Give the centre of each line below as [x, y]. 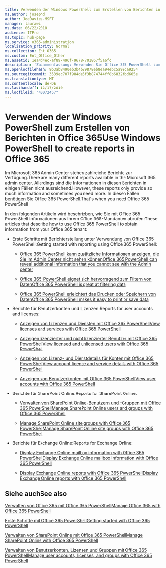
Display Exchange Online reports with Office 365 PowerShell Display [89, 473]
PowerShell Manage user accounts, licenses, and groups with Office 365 [79, 555]
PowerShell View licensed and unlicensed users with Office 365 [84, 344]
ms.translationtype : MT [30, 79]
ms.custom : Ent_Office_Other [35, 56]
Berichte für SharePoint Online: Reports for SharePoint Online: [75, 393]
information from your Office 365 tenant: [46, 229]
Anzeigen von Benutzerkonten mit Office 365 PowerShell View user [88, 379]
